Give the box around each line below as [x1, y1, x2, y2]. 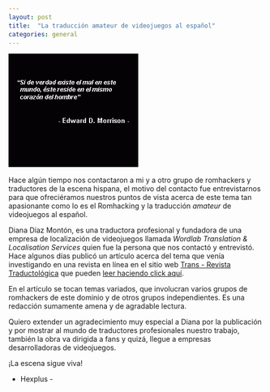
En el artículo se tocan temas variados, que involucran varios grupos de [8, 284, 248, 294]
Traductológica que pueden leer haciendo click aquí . [8, 268, 185, 279]
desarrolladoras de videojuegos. [8, 343, 117, 352]
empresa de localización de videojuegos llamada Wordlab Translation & [8, 234, 248, 244]
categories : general [8, 30, 79, 38]
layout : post [8, 13, 53, 21]
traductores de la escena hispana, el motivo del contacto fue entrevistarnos [8, 184, 261, 194]
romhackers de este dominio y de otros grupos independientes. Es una [8, 292, 245, 303]
